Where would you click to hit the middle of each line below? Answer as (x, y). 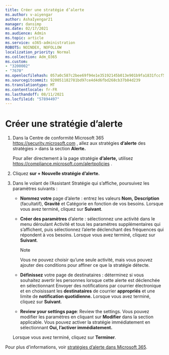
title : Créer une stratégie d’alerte (45, 10)
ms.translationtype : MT (30, 85)
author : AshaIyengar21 (29, 19)
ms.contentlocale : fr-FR (31, 90)
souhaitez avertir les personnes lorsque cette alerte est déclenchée (90, 280)
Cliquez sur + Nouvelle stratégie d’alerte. (56, 173)
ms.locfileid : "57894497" (32, 99)
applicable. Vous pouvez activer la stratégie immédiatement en (85, 322)
